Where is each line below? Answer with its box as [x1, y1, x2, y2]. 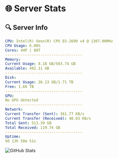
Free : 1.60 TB [5, 84, 34, 89]
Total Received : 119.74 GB [5, 125, 60, 130]
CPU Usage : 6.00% [5, 43, 41, 48]
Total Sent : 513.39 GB [5, 120, 52, 125]
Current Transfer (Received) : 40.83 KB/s [5, 116, 91, 121]
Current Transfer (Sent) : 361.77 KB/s [5, 112, 85, 116]
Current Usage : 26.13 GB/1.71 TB [5, 79, 74, 85]
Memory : [5, 57, 21, 62]
